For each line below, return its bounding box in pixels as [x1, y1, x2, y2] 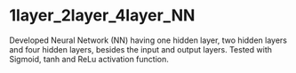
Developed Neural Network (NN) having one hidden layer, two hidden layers [9, 35, 287, 45]
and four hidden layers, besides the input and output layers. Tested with [9, 44, 273, 54]
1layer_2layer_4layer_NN [9, 5, 196, 26]
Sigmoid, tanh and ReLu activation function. [9, 53, 169, 64]
